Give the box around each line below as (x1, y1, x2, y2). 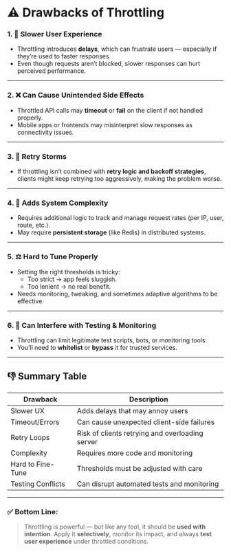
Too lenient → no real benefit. (27, 282, 111, 290)
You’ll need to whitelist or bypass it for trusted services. (16, 343, 177, 351)
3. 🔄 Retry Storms (7, 151, 67, 161)
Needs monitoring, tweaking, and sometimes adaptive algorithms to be (16, 289, 218, 298)
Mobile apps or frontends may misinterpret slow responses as (16, 120, 192, 129)
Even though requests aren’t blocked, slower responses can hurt (16, 60, 201, 68)
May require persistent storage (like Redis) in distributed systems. (16, 228, 206, 236)
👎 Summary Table (7, 371, 87, 382)
